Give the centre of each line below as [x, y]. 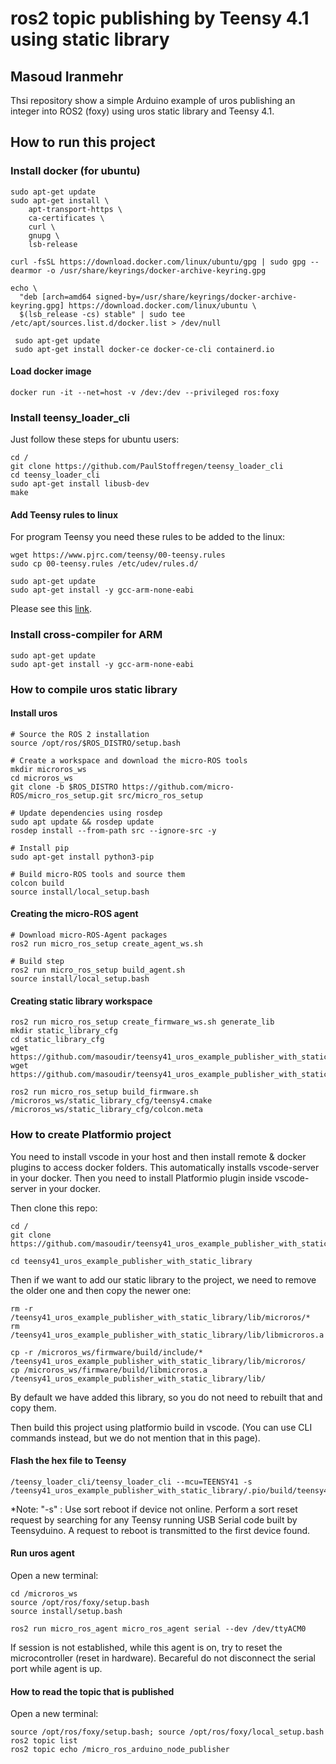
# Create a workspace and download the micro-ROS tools [129, 760]
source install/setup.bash [66, 1611]
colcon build [37, 883]
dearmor [26, 270]
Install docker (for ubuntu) [75, 171]
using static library [90, 39]
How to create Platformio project [91, 1135]
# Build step [37, 962]
